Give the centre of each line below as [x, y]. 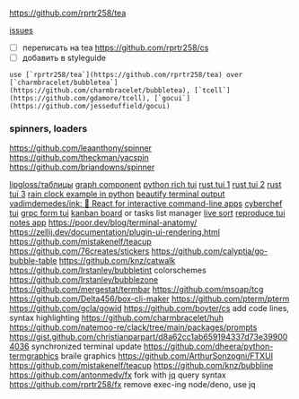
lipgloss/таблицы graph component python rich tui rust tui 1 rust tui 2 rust [145, 185]
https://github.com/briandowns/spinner [82, 167]
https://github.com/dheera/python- [208, 347]
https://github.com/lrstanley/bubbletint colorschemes [108, 270]
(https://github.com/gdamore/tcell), [80, 99]
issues [21, 30]
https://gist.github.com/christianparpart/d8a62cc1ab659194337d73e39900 [149, 337]
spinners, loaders [48, 129]
